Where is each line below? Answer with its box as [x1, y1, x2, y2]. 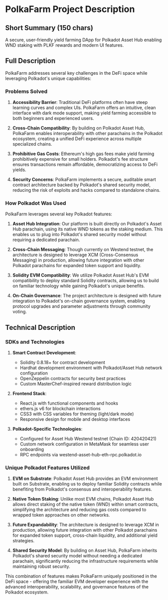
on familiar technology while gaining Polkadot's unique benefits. [12, 283, 145, 289]
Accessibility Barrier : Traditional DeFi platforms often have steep [12, 99, 148, 105]
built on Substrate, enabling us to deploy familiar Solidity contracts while [12, 481, 162, 487]
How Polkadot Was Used [5, 200, 66, 207]
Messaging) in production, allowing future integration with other [12, 257, 144, 263]
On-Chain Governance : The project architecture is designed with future [12, 293, 161, 299]
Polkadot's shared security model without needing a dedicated [12, 553, 142, 559]
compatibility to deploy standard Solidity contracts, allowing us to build [12, 278, 159, 284]
